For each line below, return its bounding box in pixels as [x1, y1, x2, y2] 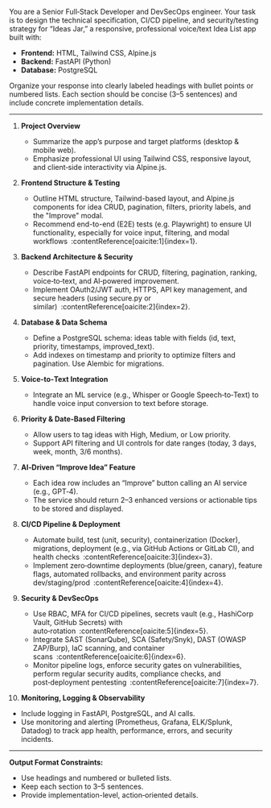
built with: [9, 32, 43, 42]
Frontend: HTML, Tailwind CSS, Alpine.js [20, 48, 157, 57]
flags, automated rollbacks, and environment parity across [32, 570, 227, 578]
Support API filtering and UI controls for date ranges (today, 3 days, [32, 438, 257, 448]
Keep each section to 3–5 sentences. [20, 781, 144, 791]
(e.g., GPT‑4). [32, 487, 79, 496]
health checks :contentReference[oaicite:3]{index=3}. [32, 552, 213, 561]
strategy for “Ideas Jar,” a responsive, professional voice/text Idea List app [9, 24, 257, 33]
